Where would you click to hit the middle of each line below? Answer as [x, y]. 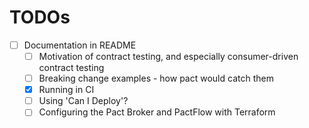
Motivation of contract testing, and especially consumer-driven [168, 56]
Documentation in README [80, 45]
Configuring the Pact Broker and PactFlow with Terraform [157, 112]
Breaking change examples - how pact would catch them [156, 78]
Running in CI [66, 90]
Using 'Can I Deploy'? [83, 101]
